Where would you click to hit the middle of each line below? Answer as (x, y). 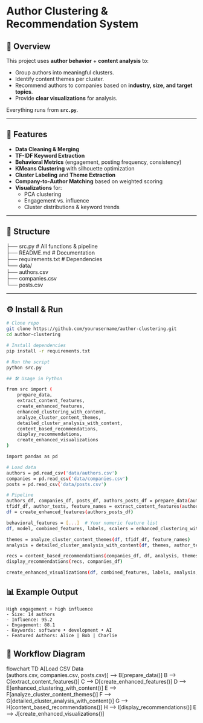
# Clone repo (23, 323)
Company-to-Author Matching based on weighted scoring (89, 181)
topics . (24, 92)
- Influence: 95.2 (29, 620)
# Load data (21, 467)
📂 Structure (28, 232)
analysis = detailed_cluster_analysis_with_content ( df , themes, (89, 545)
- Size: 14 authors (31, 614)
